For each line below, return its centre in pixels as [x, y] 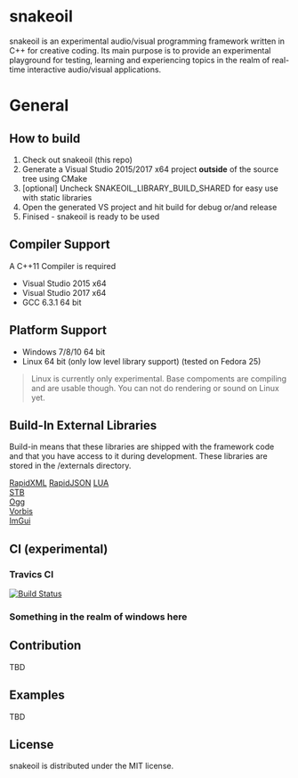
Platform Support [58, 330]
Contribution [45, 646]
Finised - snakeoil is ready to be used [91, 217]
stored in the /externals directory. [70, 466]
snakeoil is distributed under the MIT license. [92, 766]
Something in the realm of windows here [98, 617]
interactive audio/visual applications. [94, 70]
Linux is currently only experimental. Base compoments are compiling [159, 378]
